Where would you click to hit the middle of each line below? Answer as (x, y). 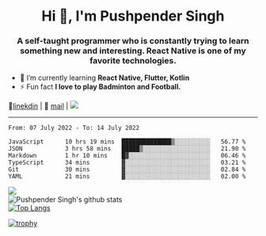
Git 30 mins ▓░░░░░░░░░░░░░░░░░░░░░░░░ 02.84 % (127, 169)
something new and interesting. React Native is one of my (133, 51)
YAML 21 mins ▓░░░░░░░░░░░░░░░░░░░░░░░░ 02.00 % (127, 177)
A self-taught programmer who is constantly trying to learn (133, 41)
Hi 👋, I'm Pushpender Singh (133, 16)
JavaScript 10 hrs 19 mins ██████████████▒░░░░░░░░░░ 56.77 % (127, 142)
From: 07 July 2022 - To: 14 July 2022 (74, 128)
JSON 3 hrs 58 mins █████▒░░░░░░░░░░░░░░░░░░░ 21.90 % (127, 149)
